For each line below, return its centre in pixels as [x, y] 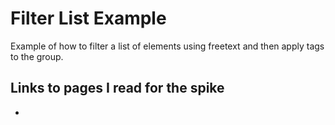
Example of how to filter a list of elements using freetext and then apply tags [167, 46]
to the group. [37, 56]
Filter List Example [88, 18]
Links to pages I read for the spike [117, 88]
